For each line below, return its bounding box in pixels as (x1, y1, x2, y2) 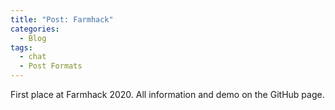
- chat (19, 52, 47, 62)
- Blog (19, 33, 47, 43)
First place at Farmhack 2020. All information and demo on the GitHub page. (10, 89, 325, 100)
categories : (10, 24, 60, 34)
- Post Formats (19, 61, 83, 71)
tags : (10, 42, 33, 53)
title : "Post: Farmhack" (10, 14, 114, 25)
